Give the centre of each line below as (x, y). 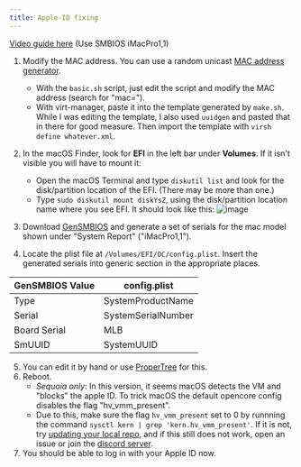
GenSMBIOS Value (55, 285)
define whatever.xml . (75, 135)
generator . (41, 70)
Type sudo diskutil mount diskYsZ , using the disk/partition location (162, 199)
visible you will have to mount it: (82, 162)
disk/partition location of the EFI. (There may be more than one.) (155, 189)
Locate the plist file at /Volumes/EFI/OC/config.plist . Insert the (140, 253)
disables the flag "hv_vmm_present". (103, 405)
